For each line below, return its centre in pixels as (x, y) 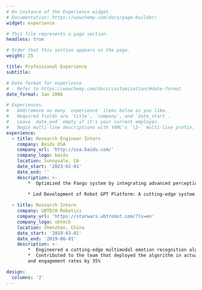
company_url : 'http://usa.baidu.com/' (66, 150)
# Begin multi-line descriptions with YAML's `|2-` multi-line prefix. (101, 127)
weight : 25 (20, 56)
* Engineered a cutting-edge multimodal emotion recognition (107, 250)
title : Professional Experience (47, 67)
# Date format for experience (44, 83)
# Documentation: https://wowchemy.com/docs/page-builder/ (82, 17)
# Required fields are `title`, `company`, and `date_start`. (88, 116)
